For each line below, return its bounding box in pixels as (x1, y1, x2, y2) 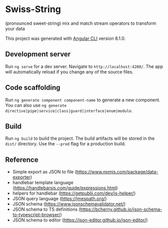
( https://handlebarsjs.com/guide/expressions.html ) (12, 185, 118, 191)
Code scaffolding (5, 83, 60, 92)
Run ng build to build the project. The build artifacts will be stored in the (5, 135, 155, 142)
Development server (5, 50, 71, 59)
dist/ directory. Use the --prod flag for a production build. (5, 141, 126, 147)
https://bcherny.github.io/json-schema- (80, 206, 162, 212)
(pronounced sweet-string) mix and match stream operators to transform (5, 20, 157, 26)
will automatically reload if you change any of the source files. (5, 69, 134, 75)
